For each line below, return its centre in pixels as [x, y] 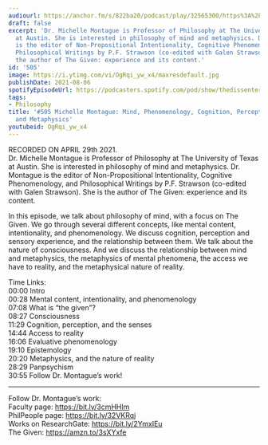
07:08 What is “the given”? [52, 307]
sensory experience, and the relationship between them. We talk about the [131, 241]
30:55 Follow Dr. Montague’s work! [65, 375]
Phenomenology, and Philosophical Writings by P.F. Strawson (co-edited [127, 183]
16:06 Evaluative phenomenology [63, 341]
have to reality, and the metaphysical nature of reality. [97, 266]
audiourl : [25, 16]
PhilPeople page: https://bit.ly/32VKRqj [72, 415]
